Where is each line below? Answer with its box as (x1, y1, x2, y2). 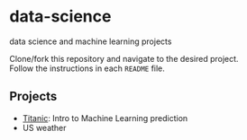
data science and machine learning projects (9, 36, 172, 47)
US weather (22, 122, 67, 133)
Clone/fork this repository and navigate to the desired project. (9, 53, 239, 64)
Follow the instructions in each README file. (9, 63, 165, 74)
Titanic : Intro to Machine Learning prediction (22, 112, 188, 123)
